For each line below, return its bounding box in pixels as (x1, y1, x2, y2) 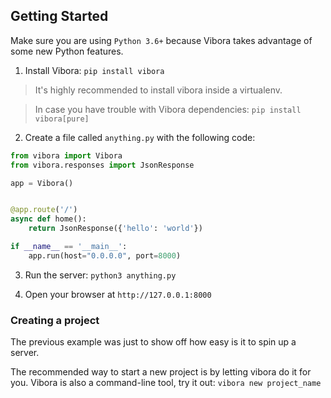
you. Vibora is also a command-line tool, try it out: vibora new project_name (10, 377, 322, 389)
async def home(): (10, 214, 87, 224)
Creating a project (10, 313, 100, 327)
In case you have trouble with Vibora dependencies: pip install (34, 103, 302, 115)
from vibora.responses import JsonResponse (10, 160, 195, 170)
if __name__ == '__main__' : (10, 242, 128, 252)
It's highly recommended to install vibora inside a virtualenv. (34, 84, 283, 96)
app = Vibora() (10, 178, 74, 188)
